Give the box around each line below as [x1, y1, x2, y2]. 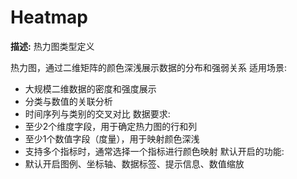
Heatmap [10, 6, 88, 29]
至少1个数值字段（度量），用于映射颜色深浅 [24, 132, 200, 145]
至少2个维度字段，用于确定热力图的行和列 [24, 120, 198, 132]
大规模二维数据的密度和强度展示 [24, 82, 157, 95]
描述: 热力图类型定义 [10, 40, 95, 52]
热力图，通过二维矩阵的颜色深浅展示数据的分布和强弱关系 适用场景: [10, 61, 287, 73]
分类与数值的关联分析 [24, 95, 113, 107]
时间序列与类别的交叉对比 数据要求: [24, 107, 171, 120]
